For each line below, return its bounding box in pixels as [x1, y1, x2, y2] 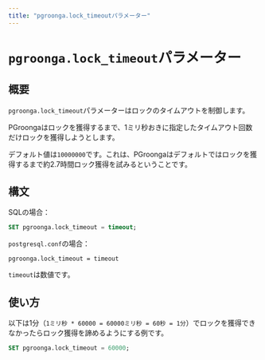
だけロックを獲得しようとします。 [8, 133, 119, 142]
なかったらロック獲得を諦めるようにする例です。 [8, 328, 169, 338]
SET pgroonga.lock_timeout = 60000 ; [8, 344, 130, 352]
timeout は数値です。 [8, 270, 75, 279]
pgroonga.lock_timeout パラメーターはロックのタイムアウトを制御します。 [8, 105, 250, 115]
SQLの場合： [8, 208, 50, 217]
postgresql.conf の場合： [8, 239, 90, 248]
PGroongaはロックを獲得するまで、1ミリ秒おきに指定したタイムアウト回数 [8, 122, 253, 132]
